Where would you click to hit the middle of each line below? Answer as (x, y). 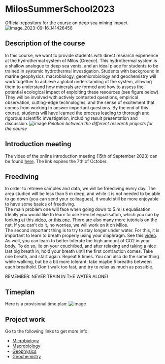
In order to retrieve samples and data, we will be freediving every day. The (81, 189)
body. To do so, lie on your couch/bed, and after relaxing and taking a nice (81, 246)
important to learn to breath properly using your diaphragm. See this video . (81, 235)
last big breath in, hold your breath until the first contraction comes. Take (79, 251)
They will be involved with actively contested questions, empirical (72, 97)
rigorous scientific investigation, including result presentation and (71, 118)
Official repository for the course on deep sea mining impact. (67, 23)
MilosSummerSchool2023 (60, 9)
